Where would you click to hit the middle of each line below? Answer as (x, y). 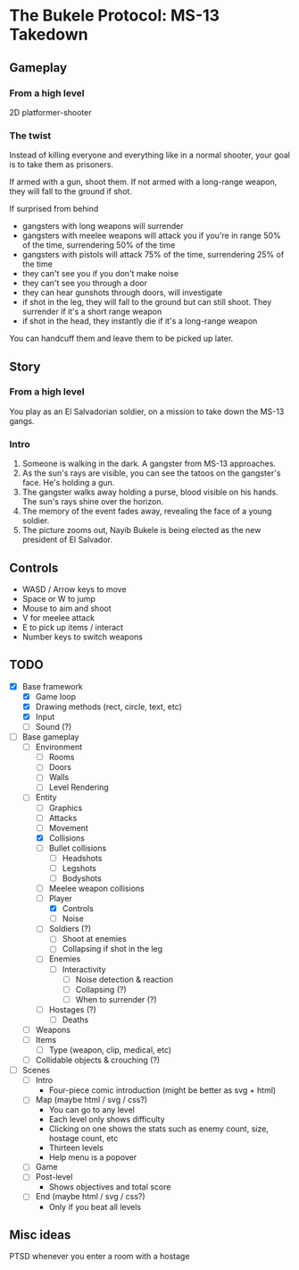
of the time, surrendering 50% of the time (99, 245)
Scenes (36, 1071)
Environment (59, 747)
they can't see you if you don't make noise (100, 274)
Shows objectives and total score (110, 1187)
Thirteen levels (76, 1148)
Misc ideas (40, 1235)
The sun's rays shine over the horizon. (92, 502)
